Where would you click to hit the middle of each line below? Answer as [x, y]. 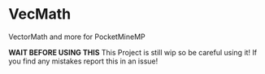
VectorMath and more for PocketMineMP [77, 37]
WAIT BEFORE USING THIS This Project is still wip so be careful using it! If [133, 52]
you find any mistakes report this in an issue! [83, 61]
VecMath [40, 14]
